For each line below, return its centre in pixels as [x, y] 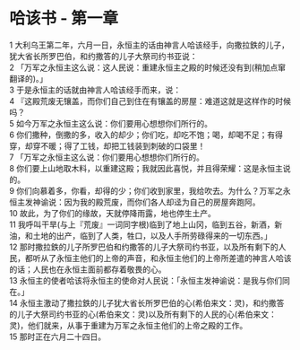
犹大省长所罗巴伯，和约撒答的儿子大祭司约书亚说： [103, 56]
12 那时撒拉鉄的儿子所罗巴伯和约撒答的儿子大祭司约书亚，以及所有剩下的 [144, 247]
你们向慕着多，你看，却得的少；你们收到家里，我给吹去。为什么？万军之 [150, 190]
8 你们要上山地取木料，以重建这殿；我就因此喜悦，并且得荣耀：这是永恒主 [146, 168]
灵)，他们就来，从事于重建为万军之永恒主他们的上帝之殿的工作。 [129, 325]
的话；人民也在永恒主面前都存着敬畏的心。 [88, 269]
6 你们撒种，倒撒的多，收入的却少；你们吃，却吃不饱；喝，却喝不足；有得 [146, 135]
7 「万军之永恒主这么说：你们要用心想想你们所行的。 [107, 157]
